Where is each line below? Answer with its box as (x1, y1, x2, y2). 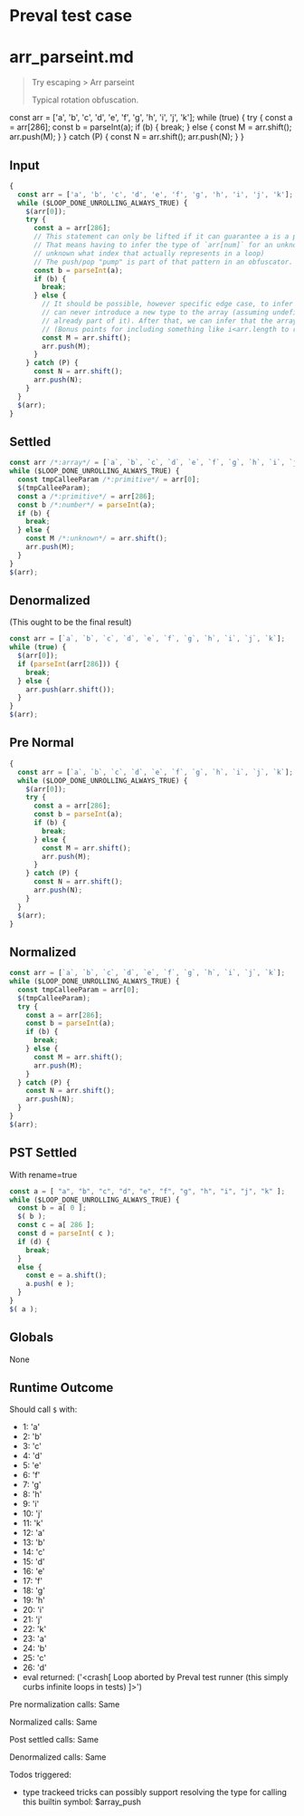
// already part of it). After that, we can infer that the (42, 316, 273, 325)
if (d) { (17, 1237, 51, 1246)
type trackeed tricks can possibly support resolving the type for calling (22, 1787, 288, 1798)
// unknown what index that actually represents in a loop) (33, 248, 265, 258)
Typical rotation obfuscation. (31, 94, 139, 105)
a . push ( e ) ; (25, 1280, 75, 1289)
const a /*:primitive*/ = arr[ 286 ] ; (17, 491, 156, 501)
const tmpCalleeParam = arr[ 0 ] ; (17, 985, 140, 994)
